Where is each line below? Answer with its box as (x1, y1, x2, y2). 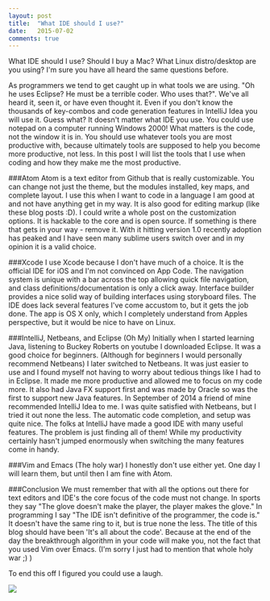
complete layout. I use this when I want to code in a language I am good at (8, 190, 255, 200)
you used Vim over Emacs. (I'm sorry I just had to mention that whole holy (8, 545, 254, 554)
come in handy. (8, 444, 60, 454)
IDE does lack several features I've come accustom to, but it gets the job (8, 300, 249, 311)
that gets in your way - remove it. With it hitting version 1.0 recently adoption (8, 225, 262, 235)
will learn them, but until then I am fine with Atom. (8, 469, 173, 478)
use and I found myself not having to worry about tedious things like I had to (8, 368, 261, 378)
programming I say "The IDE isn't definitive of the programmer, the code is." (8, 510, 260, 520)
